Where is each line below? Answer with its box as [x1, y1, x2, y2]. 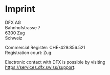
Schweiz [5, 35, 22, 41]
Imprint [5, 3, 35, 15]
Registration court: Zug [5, 50, 51, 56]
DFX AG [5, 19, 21, 25]
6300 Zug [5, 30, 25, 36]
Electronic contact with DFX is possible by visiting [5, 59, 106, 65]
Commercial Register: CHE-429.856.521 [5, 44, 86, 50]
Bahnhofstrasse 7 [5, 24, 41, 30]
